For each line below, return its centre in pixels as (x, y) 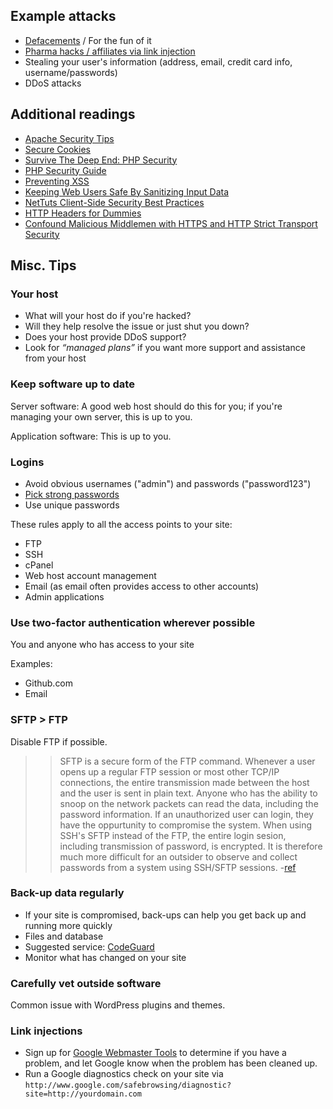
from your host (55, 358)
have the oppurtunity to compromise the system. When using (186, 825)
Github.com (49, 683)
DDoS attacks (53, 83)
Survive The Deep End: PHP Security (101, 160)
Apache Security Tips (69, 138)
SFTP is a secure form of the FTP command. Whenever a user (187, 761)
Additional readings (73, 114)
